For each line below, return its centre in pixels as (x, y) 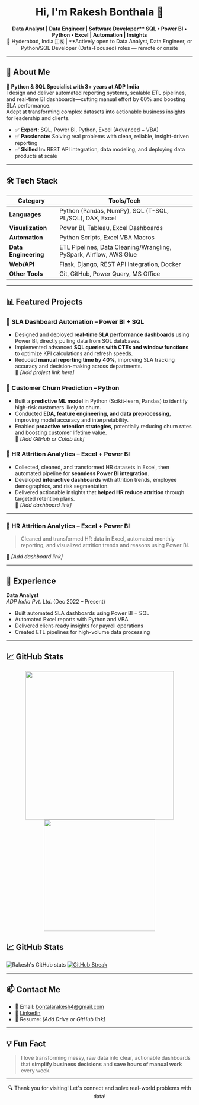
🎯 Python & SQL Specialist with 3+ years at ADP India (73, 86)
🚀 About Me (28, 72)
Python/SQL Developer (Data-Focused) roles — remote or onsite (99, 48)
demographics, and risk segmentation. (62, 486)
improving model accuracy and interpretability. (72, 420)
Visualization (28, 228)
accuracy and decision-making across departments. (78, 366)
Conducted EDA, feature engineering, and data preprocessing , (93, 413)
